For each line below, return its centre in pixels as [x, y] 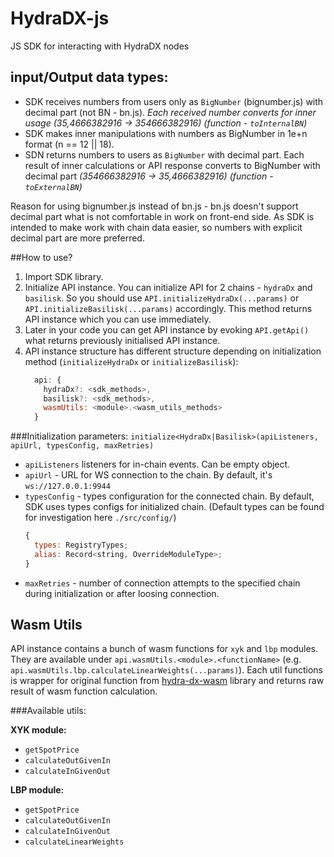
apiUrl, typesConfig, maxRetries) [82, 446]
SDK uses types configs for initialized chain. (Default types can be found [174, 507]
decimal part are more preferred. [77, 238]
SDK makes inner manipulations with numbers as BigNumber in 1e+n [166, 133]
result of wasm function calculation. [84, 691]
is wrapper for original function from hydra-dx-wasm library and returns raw [167, 681]
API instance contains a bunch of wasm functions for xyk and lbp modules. [164, 649]
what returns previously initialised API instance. [122, 340]
